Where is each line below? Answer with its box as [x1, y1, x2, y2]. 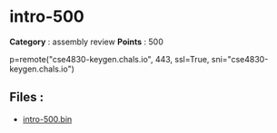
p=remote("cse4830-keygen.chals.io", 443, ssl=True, [9, 53, 210, 64]
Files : [9, 90, 44, 105]
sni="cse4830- [211, 53, 269, 64]
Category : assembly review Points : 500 [9, 36, 163, 47]
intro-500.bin [22, 113, 73, 124]
